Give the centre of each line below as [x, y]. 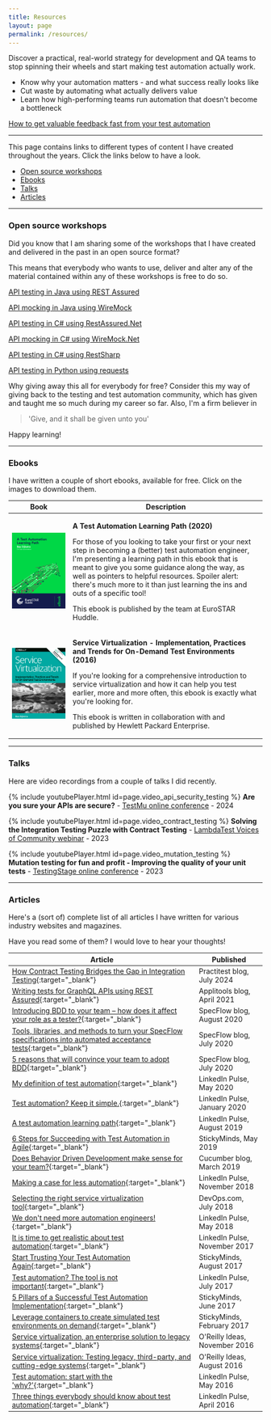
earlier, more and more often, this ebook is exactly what [164, 692]
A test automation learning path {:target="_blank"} [94, 1123]
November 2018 [226, 1187]
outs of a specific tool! [109, 593]
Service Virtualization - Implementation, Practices [159, 642]
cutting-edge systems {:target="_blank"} [79, 1365]
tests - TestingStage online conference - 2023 [86, 871]
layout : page [30, 25]
